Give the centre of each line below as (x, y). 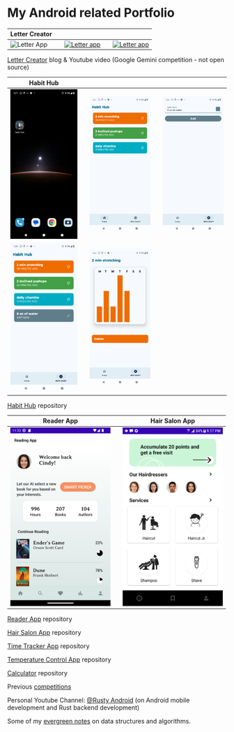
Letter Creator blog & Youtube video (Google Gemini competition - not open (116, 60)
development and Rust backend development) (73, 708)
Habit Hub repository (37, 405)
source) (18, 67)
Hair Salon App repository (44, 633)
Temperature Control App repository (59, 660)
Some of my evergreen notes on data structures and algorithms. (99, 722)
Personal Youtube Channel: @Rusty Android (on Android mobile (99, 701)
